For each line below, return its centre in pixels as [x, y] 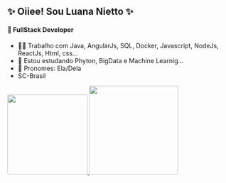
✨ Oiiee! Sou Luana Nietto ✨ [70, 12]
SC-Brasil [32, 76]
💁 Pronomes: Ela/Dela [49, 68]
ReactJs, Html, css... [48, 53]
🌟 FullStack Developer [41, 29]
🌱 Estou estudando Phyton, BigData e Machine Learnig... [101, 60]
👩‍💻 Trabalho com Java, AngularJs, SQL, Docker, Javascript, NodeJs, [118, 45]
